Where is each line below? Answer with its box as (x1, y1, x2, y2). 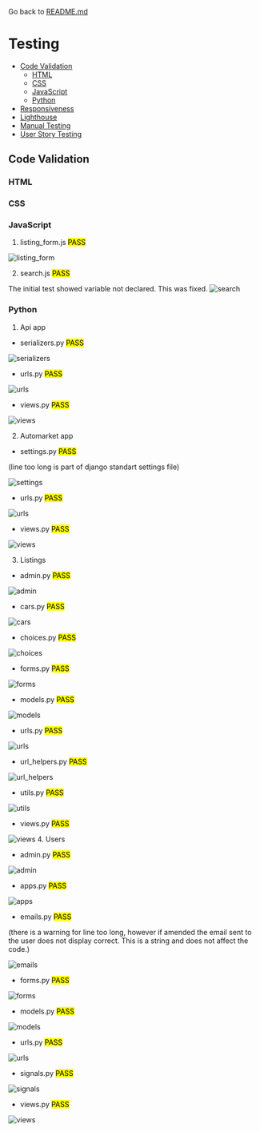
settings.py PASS (19, 446, 77, 456)
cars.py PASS (19, 601, 66, 611)
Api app (19, 322, 46, 331)
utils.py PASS (19, 788, 64, 797)
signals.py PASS (19, 1068, 74, 1078)
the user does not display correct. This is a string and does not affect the (8, 936, 249, 945)
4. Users (37, 834, 66, 844)
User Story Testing (19, 129, 82, 138)
